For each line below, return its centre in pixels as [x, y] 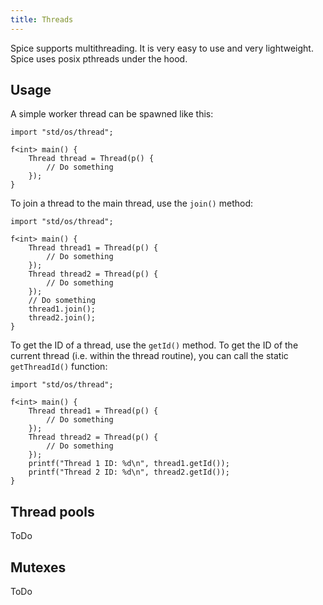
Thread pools [52, 511]
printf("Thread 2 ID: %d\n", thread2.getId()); [129, 472]
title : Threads [42, 19]
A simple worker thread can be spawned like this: [112, 114]
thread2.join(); [62, 318]
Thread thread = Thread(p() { [91, 159]
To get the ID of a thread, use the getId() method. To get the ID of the [154, 345]
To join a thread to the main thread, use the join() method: [131, 203]
